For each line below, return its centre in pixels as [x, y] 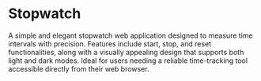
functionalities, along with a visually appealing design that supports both [126, 52]
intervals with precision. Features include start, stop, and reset [110, 43]
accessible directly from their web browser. [79, 68]
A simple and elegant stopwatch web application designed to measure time [130, 35]
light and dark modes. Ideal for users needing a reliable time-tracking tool [128, 61]
